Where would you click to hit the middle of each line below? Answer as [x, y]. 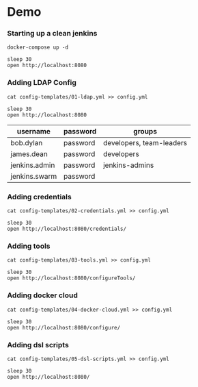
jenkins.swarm [34, 176]
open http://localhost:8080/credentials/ [67, 229]
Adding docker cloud [43, 295]
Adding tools [29, 246]
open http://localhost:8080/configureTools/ [71, 278]
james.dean [29, 153]
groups [145, 131]
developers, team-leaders [145, 142]
